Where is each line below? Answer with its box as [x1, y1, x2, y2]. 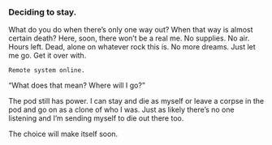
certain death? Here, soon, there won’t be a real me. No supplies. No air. [8, 33, 250, 43]
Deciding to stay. [8, 6, 77, 18]
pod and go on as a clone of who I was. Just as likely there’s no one [8, 104, 235, 115]
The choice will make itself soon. [8, 129, 119, 139]
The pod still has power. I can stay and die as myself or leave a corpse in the [8, 96, 265, 106]
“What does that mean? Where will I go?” [8, 80, 146, 91]
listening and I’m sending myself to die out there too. [8, 113, 184, 123]
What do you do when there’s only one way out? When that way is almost [8, 25, 253, 35]
